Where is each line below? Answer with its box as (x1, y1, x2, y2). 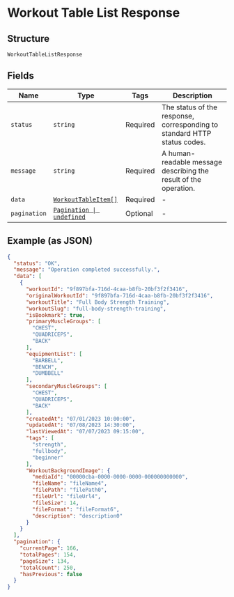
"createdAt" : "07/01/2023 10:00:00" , (25, 415, 136, 422)
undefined (53, 212, 86, 221)
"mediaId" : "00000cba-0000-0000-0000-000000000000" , (32, 474, 189, 481)
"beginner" (32, 454, 64, 461)
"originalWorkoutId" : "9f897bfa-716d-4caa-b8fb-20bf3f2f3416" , (25, 292, 214, 299)
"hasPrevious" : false (19, 571, 82, 577)
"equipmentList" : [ (25, 350, 82, 357)
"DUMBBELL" (32, 370, 64, 377)
